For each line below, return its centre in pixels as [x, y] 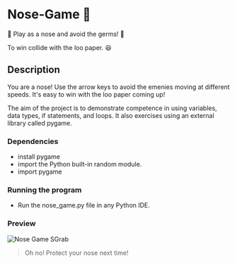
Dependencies [33, 141]
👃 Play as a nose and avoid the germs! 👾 [66, 34]
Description [34, 70]
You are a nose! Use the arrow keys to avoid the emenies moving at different [118, 87]
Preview [22, 224]
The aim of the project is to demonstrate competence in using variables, [112, 108]
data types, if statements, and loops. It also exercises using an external [111, 115]
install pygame [39, 157]
